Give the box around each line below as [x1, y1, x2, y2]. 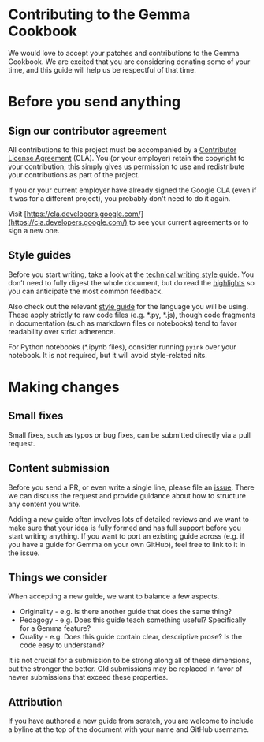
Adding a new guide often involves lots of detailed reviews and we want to [8, 514, 250, 524]
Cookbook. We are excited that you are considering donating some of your [8, 57, 251, 66]
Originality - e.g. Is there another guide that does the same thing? [19, 607, 232, 617]
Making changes [8, 378, 120, 396]
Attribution [8, 695, 63, 709]
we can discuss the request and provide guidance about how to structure [8, 490, 247, 500]
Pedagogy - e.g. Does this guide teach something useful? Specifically [19, 615, 247, 625]
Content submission [8, 461, 110, 475]
